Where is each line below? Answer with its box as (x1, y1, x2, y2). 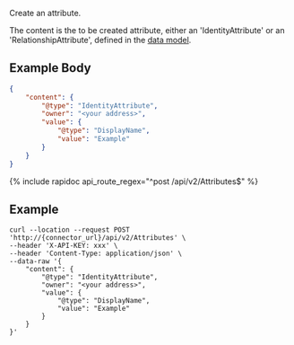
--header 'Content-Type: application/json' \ (9, 249, 182, 259)
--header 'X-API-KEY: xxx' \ (9, 242, 118, 251)
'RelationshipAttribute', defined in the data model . (9, 35, 192, 45)
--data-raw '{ (9, 257, 63, 266)
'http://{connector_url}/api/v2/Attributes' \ (9, 234, 186, 243)
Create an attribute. (9, 8, 82, 18)
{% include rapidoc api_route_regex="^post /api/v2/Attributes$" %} (9, 175, 258, 187)
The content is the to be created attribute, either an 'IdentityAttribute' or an (9, 25, 285, 35)
